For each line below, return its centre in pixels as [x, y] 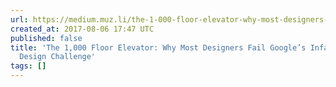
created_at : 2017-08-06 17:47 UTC [82, 29]
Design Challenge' [58, 57]
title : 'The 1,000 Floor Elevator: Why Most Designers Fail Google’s [158, 47]
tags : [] [28, 66]
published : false [46, 38]
